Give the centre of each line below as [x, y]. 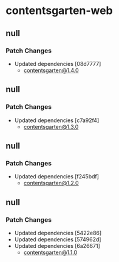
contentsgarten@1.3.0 [51, 126]
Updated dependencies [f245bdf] [57, 176]
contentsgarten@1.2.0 [51, 183]
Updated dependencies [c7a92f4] [57, 120]
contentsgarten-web [59, 11]
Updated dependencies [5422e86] [58, 233]
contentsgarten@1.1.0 [50, 252]
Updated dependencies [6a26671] [57, 246]
